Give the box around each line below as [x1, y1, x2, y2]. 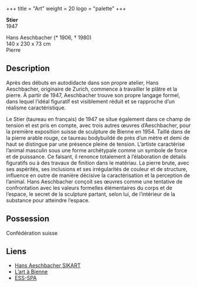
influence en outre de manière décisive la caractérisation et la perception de [6, 172, 191, 179]
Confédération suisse [6, 229, 58, 236]
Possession [6, 214, 50, 224]
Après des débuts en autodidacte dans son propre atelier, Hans [6, 79, 159, 86]
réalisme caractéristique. [6, 104, 66, 111]
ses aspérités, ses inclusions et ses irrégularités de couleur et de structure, [6, 165, 188, 172]
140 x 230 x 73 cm [6, 41, 51, 47]
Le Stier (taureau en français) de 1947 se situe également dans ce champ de [6, 115, 191, 122]
